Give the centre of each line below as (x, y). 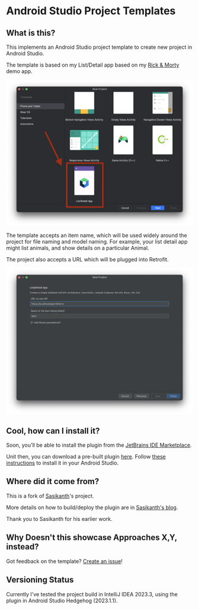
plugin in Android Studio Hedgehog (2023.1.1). (62, 600)
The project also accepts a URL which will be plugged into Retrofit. (87, 260)
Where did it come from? (53, 481)
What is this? (31, 33)
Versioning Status (40, 580)
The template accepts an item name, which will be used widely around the (97, 235)
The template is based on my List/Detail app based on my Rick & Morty (93, 65)
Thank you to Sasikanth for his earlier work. (59, 519)
